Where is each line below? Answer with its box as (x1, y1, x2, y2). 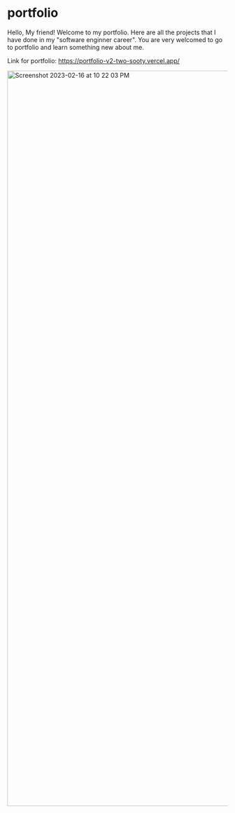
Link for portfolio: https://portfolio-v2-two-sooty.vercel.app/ (7, 56, 180, 64)
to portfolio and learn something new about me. (7, 43, 145, 51)
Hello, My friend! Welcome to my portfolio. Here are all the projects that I (7, 28, 216, 36)
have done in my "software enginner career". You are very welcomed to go (7, 35, 222, 43)
